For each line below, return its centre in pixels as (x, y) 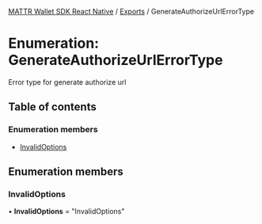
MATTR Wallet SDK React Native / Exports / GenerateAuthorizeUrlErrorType (131, 11)
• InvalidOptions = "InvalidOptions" (66, 211)
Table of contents (52, 107)
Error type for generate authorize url (67, 82)
